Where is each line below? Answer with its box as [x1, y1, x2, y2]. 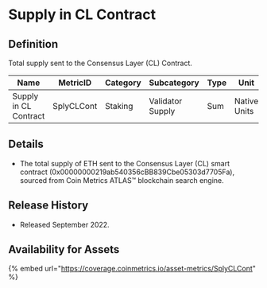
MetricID [58, 77, 92, 88]
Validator [149, 95, 183, 107]
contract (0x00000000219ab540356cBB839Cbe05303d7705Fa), [19, 167, 235, 177]
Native [234, 95, 259, 107]
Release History [8, 199, 89, 212]
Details [8, 138, 44, 151]
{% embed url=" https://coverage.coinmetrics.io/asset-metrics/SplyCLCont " [8, 264, 257, 274]
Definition [8, 37, 58, 51]
